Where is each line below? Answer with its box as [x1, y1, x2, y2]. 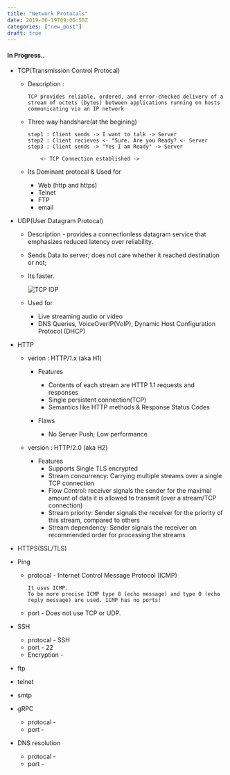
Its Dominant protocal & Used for [27, 168, 121, 176]
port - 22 [27, 644, 54, 652]
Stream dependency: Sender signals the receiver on [48, 523, 197, 532]
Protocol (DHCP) [37, 327, 86, 336]
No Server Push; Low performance [48, 430, 148, 439]
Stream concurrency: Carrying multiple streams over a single [48, 472, 222, 480]
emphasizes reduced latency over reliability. [27, 238, 154, 246]
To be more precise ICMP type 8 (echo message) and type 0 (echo [27, 591, 220, 598]
